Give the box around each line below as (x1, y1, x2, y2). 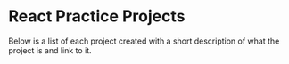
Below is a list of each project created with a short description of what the (8, 36, 280, 46)
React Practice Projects (8, 6, 186, 27)
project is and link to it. (8, 44, 92, 55)
